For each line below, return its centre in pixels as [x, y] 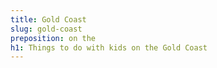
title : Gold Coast [48, 19]
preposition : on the [53, 38]
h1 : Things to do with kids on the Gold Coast [109, 47]
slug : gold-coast [46, 29]
